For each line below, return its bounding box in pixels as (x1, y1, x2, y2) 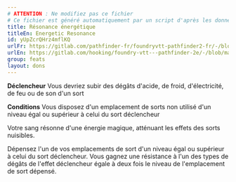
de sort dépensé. (7, 167, 57, 175)
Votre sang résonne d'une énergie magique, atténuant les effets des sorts (7, 123, 221, 132)
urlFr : (7, 43, 27, 50)
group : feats (7, 56, 46, 63)
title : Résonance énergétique (7, 23, 96, 30)
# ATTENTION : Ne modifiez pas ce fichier (7, 10, 133, 17)
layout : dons (7, 62, 46, 69)
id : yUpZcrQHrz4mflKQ (7, 36, 71, 43)
